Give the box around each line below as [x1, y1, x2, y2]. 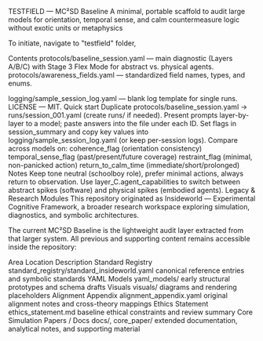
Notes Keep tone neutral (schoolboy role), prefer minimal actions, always [8, 169, 244, 178]
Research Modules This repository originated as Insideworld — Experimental [8, 194, 256, 203]
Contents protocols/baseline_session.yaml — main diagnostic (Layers [8, 54, 233, 63]
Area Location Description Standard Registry [8, 258, 153, 267]
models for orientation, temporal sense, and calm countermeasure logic [8, 15, 240, 24]
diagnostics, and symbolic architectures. [8, 211, 140, 219]
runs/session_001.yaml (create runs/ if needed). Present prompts [8, 111, 218, 120]
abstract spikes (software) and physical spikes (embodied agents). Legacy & [8, 186, 256, 194]
